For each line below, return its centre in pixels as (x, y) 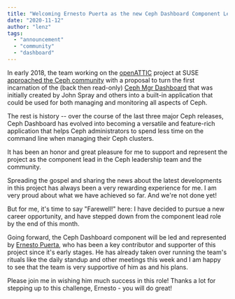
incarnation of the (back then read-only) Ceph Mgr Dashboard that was (110, 88)
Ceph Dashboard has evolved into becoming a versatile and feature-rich (111, 123)
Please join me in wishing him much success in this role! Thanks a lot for (112, 280)
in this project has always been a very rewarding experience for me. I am (112, 188)
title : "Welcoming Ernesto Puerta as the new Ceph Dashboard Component (114, 14)
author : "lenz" (29, 27)
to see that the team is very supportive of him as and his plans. (98, 267)
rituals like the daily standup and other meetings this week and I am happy (114, 259)
